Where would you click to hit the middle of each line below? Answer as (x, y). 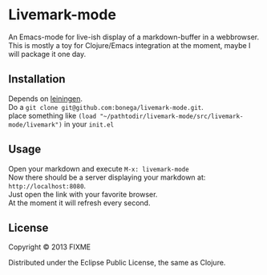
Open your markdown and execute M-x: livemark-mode (99, 168)
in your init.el (89, 124)
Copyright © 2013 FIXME (49, 247)
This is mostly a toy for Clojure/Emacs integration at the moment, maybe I (129, 45)
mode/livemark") (35, 125)
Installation (37, 79)
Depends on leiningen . (45, 99)
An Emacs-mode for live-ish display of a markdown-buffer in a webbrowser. (134, 37)
